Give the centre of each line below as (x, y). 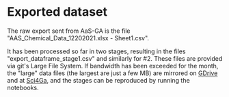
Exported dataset (57, 12)
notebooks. (23, 87)
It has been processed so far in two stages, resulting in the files (96, 51)
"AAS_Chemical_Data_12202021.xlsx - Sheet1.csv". (78, 38)
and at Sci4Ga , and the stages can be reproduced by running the (98, 80)
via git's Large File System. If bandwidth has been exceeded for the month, (113, 66)
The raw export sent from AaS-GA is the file (69, 31)
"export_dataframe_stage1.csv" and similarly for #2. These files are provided (115, 58)
